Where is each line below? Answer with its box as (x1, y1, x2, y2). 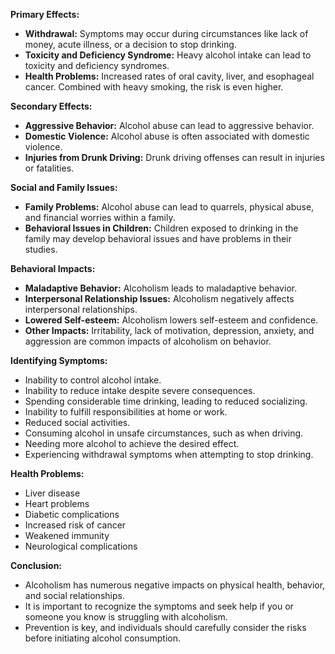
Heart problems (24, 498, 90, 509)
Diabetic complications (24, 509, 120, 520)
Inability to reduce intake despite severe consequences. (24, 385, 256, 396)
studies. (24, 244, 58, 255)
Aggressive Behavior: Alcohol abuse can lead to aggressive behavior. (24, 120, 315, 131)
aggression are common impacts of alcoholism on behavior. (24, 335, 272, 347)
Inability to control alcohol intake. (24, 374, 162, 386)
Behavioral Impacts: (10, 263, 96, 274)
